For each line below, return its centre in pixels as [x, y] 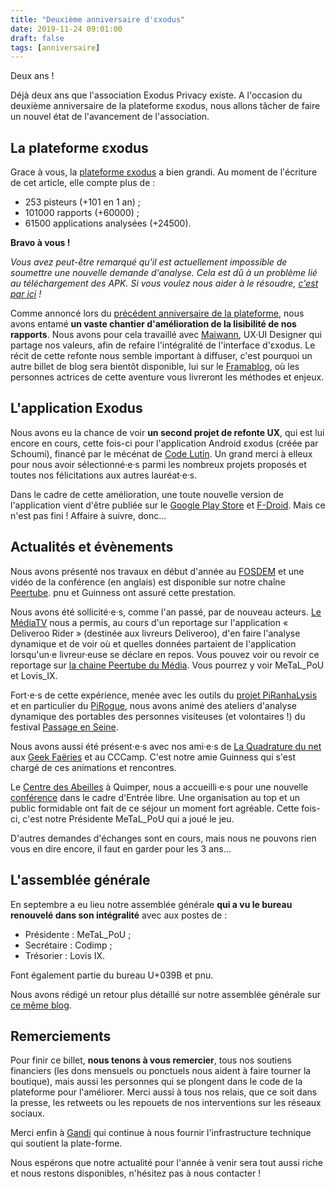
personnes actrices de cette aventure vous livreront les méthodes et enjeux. [167, 377]
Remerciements [61, 1036]
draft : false [37, 38]
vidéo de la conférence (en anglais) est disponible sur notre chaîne [148, 582]
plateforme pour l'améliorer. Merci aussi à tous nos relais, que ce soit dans [164, 1092]
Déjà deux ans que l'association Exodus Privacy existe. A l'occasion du [156, 95]
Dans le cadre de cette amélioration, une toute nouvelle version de [147, 494]
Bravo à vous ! [40, 243]
